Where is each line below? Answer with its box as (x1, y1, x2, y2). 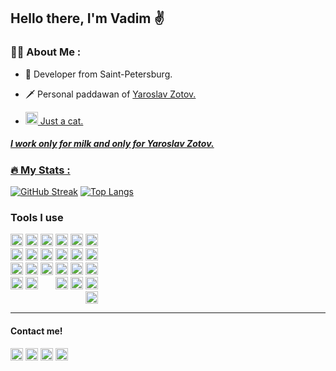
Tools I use (10, 210, 64, 224)
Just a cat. (39, 115, 84, 127)
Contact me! (10, 325, 63, 337)
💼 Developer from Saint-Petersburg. (24, 68, 173, 80)
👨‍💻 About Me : (10, 45, 82, 59)
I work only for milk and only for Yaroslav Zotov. (10, 138, 215, 150)
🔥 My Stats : (10, 163, 71, 177)
